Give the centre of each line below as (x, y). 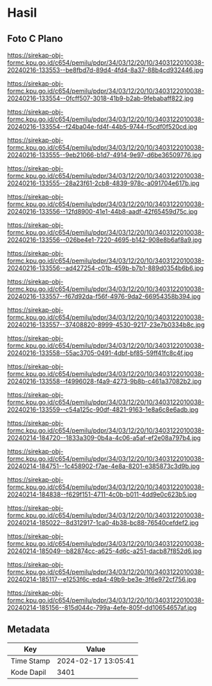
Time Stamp (31, 661)
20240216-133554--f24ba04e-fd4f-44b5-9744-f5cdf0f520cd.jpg (103, 126)
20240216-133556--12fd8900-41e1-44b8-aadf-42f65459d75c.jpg (103, 211)
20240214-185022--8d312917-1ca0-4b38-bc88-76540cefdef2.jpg (103, 523)
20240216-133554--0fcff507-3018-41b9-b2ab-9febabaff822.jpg (100, 98)
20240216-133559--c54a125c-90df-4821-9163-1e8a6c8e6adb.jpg (103, 410)
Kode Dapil (28, 672)
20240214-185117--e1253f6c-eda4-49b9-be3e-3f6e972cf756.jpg (102, 579)
